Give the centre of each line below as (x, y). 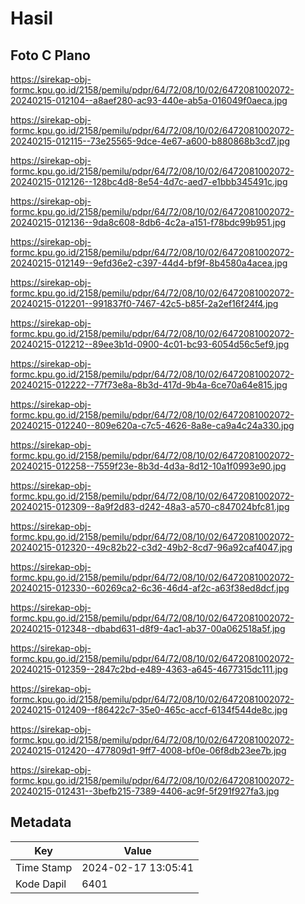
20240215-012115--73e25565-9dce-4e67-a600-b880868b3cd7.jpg (150, 141)
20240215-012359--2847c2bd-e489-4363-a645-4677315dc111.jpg (149, 669)
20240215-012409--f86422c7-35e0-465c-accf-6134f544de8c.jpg (149, 710)
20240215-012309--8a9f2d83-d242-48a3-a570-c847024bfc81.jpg (150, 506)
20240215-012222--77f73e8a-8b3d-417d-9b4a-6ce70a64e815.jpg (149, 385)
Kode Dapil (41, 884)
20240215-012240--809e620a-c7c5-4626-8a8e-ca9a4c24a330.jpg (152, 425)
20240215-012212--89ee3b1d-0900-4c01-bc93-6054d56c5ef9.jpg (150, 344)
